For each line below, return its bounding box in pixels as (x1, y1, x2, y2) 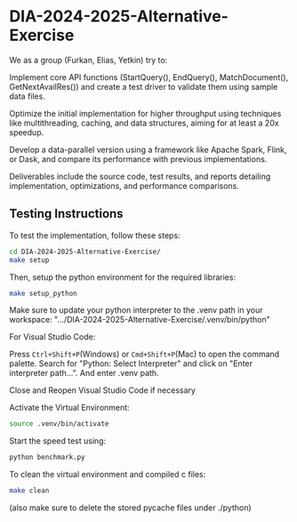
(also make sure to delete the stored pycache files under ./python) (9, 502, 252, 513)
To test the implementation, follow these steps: (9, 230, 181, 241)
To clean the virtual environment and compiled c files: (9, 469, 206, 480)
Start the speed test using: (9, 436, 107, 446)
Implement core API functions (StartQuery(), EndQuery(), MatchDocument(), (9, 71, 289, 82)
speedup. (9, 126, 44, 137)
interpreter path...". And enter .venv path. (9, 368, 159, 379)
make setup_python (9, 289, 77, 298)
